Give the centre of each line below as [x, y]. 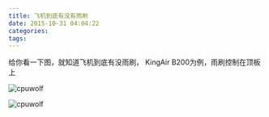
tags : [17, 38]
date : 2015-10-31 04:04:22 [54, 23]
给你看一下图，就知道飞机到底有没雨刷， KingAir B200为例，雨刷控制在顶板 [134, 62]
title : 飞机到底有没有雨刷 [49, 16]
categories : [28, 31]
